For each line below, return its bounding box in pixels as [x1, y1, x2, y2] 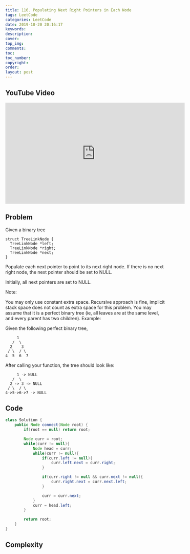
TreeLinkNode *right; [10, 245, 56, 251]
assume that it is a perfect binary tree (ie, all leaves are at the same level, [5, 309, 159, 316]
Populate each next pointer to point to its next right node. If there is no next [5, 263, 164, 270]
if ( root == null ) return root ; [24, 427, 91, 432]
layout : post [5, 70, 33, 75]
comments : [5, 46, 27, 51]
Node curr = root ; [24, 436, 63, 442]
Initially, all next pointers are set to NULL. [5, 279, 92, 285]
